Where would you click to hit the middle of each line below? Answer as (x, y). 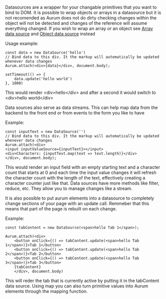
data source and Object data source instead (50, 34)
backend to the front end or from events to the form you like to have (75, 113)
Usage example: (22, 43)
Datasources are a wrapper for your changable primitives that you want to (81, 7)
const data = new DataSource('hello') (45, 52)
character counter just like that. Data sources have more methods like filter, (82, 183)
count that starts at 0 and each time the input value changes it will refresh (81, 172)
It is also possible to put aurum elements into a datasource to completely (80, 198)
